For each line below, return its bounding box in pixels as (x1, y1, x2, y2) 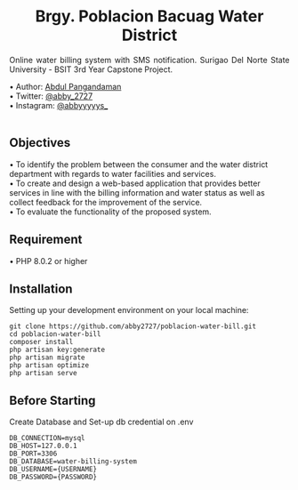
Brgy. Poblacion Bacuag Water (35, 6, 264, 27)
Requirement (9, 232, 83, 247)
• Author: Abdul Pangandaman (9, 81, 122, 92)
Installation (9, 281, 73, 296)
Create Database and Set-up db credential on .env (9, 416, 194, 428)
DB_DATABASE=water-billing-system (9, 457, 138, 466)
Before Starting (9, 393, 96, 408)
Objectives (9, 135, 71, 150)
